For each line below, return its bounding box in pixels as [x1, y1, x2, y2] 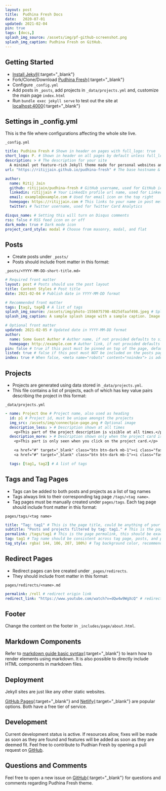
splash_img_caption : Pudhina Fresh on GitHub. [5, 40, 103, 45]
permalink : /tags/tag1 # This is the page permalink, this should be [5, 532, 152, 537]
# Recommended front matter [5, 300, 63, 305]
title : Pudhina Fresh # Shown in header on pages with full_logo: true [5, 149, 156, 154]
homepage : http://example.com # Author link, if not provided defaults [9, 341, 161, 346]
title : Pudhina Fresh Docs [5, 12, 63, 17]
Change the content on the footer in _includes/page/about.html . [5, 623, 136, 629]
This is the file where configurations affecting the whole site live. [5, 130, 137, 137]
